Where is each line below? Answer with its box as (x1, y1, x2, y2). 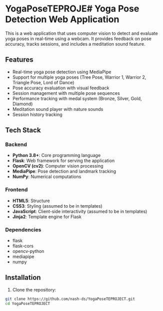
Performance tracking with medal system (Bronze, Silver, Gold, (12, 95, 142, 101)
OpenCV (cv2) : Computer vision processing (12, 163, 103, 169)
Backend (5, 141, 27, 148)
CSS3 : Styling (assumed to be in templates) (12, 203, 102, 209)
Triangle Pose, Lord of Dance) (12, 79, 74, 85)
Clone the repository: (12, 286, 56, 292)
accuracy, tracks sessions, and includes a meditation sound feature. (5, 41, 145, 47)
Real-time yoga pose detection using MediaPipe (12, 69, 111, 75)
